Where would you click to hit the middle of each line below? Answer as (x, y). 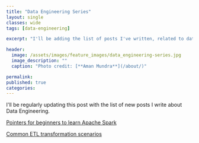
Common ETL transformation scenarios (54, 134)
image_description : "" (39, 61)
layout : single (25, 17)
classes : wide (24, 23)
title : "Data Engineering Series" (49, 12)
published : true (26, 82)
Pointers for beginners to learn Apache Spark (61, 123)
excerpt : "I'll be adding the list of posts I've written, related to (95, 39)
